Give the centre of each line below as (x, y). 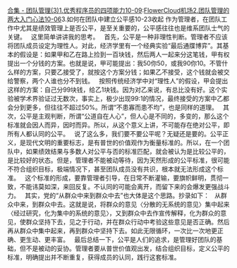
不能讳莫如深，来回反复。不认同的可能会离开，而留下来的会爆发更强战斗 (124, 187)
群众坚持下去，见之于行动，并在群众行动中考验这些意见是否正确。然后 (128, 222)
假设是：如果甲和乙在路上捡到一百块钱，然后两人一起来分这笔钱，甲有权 (124, 54)
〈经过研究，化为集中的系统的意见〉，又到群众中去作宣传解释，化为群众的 (114, 213)
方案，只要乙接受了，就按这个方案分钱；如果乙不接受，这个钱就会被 (124, 72)
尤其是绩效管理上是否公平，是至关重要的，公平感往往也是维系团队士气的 (124, 28)
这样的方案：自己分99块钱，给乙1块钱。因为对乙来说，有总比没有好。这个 (115, 90)
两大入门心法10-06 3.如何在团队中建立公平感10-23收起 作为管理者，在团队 (114, 19)
